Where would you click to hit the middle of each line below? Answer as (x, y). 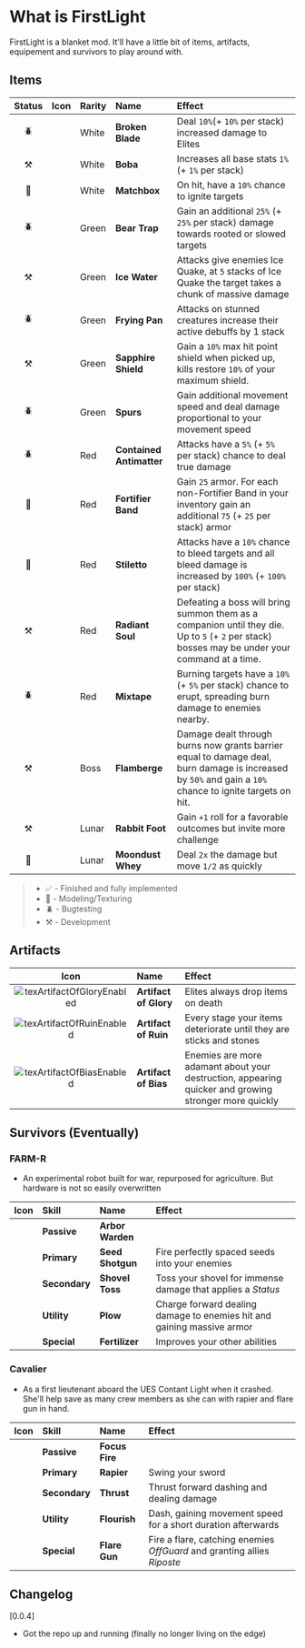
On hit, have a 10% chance (231, 185)
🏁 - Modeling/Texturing (89, 899)
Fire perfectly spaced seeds (215, 1252)
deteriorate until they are (237, 1029)
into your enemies (194, 1263)
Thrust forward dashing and (208, 1487)
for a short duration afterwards (214, 1524)
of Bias (152, 1083)
